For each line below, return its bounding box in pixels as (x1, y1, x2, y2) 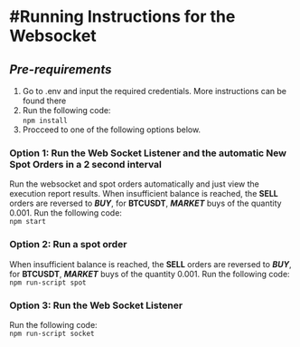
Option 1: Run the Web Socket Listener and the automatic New (9, 147, 287, 159)
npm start (9, 217, 47, 227)
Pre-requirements (9, 62, 112, 77)
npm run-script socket (9, 329, 95, 338)
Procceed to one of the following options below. (22, 124, 202, 135)
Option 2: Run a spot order (9, 238, 127, 251)
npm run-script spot (9, 278, 88, 287)
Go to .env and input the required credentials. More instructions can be (22, 86, 287, 96)
